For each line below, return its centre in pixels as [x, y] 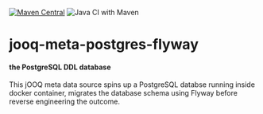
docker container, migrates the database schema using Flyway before [123, 93]
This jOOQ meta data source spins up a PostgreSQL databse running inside [132, 85]
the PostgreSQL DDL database [60, 67]
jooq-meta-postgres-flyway [104, 45]
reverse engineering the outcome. [64, 102]
